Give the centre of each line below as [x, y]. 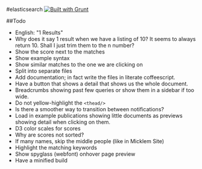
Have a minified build [41, 160]
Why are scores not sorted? [49, 135]
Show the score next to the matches [60, 52]
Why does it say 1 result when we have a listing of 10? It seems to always [105, 39]
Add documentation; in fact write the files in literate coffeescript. [95, 77]
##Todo [16, 21]
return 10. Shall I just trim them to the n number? [74, 45]
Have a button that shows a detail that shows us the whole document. [101, 84]
